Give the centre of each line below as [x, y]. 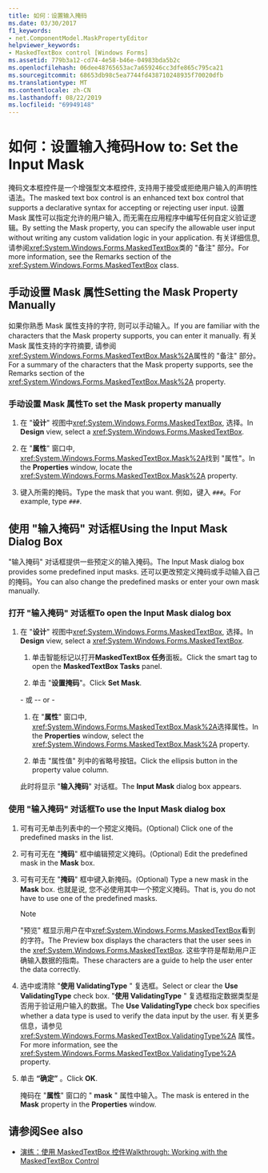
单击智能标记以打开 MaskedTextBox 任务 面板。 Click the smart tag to [144, 658]
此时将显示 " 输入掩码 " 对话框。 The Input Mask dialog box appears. [131, 787]
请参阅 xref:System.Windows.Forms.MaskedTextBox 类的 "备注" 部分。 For [129, 248]
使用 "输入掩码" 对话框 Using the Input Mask [118, 528]
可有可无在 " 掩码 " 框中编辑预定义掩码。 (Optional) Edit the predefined [134, 854]
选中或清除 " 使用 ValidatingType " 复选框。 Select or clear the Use [129, 986]
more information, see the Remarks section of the [90, 257]
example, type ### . [51, 502]
